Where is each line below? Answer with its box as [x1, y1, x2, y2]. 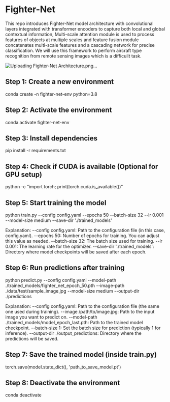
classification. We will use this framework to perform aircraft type [5, 47, 142, 53]
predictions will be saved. [5, 335, 59, 341]
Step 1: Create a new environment [5, 77, 114, 86]
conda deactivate [5, 392, 42, 398]
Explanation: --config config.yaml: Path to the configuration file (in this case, [5, 227, 165, 233]
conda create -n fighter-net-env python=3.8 [5, 91, 97, 97]
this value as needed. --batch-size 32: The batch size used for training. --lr [5, 238, 163, 244]
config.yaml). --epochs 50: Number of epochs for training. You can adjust [5, 233, 160, 239]
